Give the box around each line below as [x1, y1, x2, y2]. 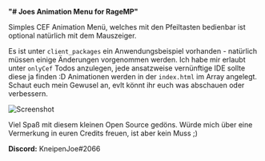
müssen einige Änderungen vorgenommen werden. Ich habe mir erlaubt [8, 55, 246, 64]
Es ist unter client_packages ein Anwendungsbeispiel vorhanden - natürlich [8, 46, 258, 55]
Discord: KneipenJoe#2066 [8, 144, 101, 153]
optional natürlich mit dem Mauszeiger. [8, 31, 137, 40]
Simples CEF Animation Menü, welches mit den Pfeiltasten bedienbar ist [8, 22, 246, 31]
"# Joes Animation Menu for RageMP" [8, 7, 139, 16]
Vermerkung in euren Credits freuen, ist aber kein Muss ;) [8, 128, 199, 138]
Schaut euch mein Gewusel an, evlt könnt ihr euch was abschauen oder [8, 80, 245, 90]
